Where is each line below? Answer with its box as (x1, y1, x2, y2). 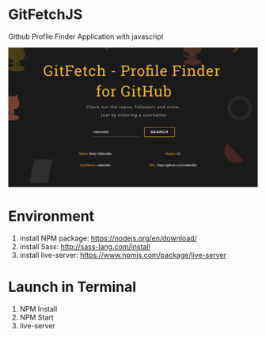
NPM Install (19, 304, 58, 313)
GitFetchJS (8, 6, 83, 24)
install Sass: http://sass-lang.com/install (19, 241, 150, 251)
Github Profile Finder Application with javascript (8, 32, 164, 41)
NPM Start (19, 312, 54, 322)
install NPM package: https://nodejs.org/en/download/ (19, 233, 198, 243)
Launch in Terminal (8, 278, 137, 296)
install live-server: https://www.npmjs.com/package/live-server (19, 250, 227, 259)
